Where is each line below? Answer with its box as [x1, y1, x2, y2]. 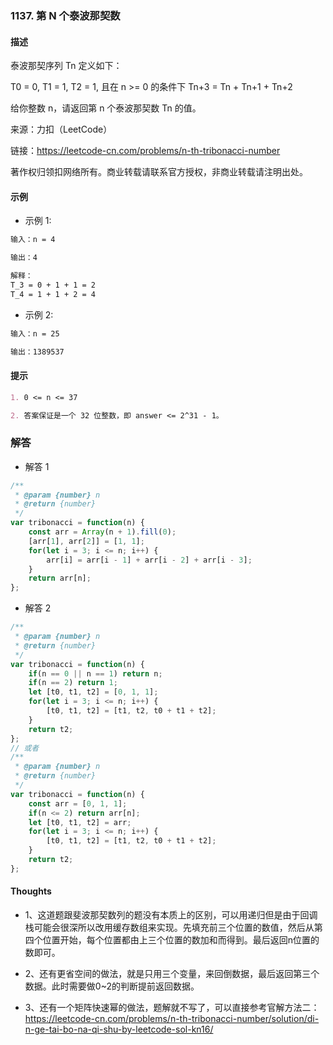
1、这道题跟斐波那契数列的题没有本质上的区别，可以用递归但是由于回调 [24, 909, 318, 921]
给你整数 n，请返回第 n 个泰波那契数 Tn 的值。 [10, 102, 202, 114]
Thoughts [10, 885, 52, 897]
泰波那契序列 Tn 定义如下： [10, 60, 123, 72]
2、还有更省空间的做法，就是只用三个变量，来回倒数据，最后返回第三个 [24, 968, 320, 980]
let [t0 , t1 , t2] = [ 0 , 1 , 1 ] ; [28, 687, 159, 697]
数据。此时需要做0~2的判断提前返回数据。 [24, 980, 200, 992]
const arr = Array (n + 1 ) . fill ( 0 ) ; [28, 527, 177, 537]
